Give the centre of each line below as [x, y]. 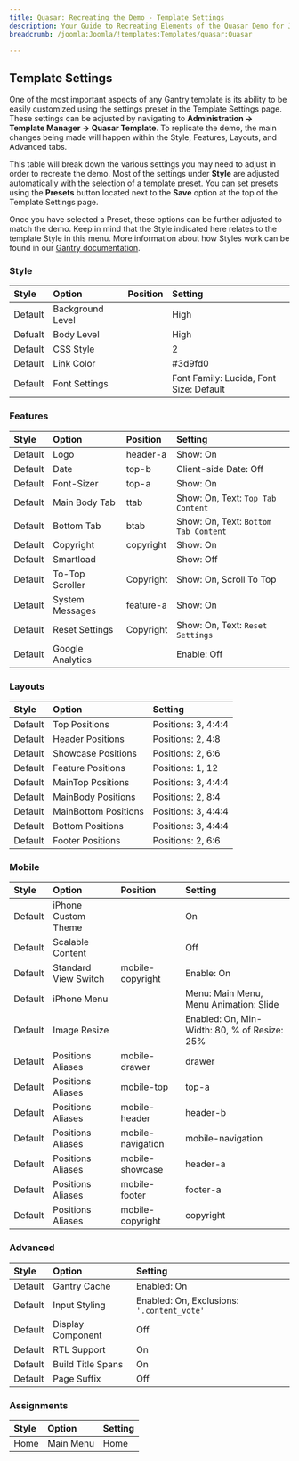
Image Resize [81, 1030]
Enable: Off [200, 654]
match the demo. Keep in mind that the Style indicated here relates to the [143, 229]
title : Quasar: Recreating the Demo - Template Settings [117, 17]
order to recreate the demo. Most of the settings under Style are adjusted [144, 174]
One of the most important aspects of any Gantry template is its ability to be [148, 100]
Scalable [71, 942]
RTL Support [79, 1349]
